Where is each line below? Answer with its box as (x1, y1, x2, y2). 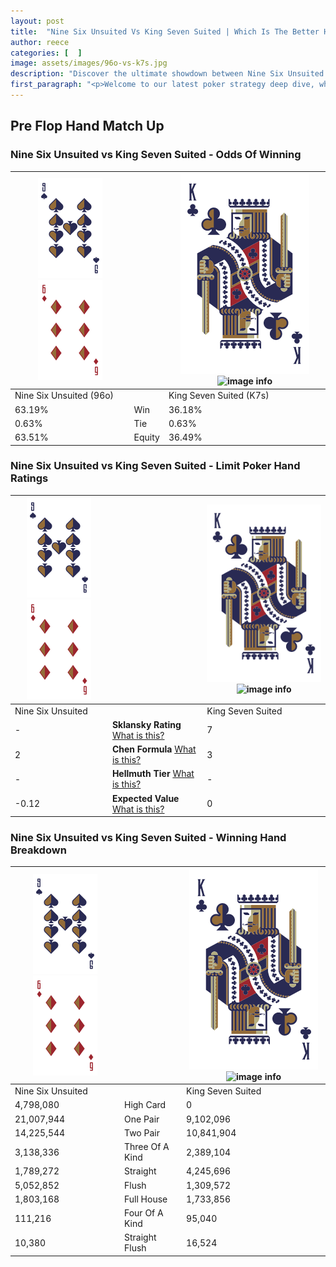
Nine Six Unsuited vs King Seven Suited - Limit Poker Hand (10, 459, 301, 473)
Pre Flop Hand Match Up (10, 118, 165, 135)
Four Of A (123, 1207, 164, 1219)
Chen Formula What (111, 743, 197, 755)
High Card (123, 1099, 167, 1111)
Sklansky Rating (111, 718, 182, 730)
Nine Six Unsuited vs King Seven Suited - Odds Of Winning (10, 148, 302, 162)
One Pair (123, 1113, 160, 1125)
